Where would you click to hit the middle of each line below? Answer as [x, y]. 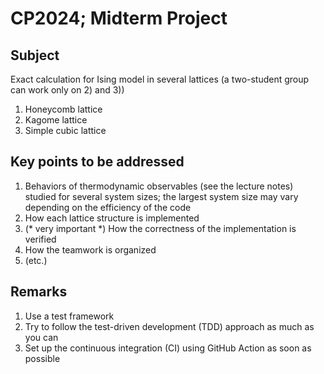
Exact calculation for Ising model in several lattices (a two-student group [160, 79]
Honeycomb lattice [63, 109]
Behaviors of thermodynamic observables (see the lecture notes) [159, 186]
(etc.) [36, 260]
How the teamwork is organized [90, 249]
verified [40, 239]
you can [41, 337]
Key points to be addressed [97, 162]
